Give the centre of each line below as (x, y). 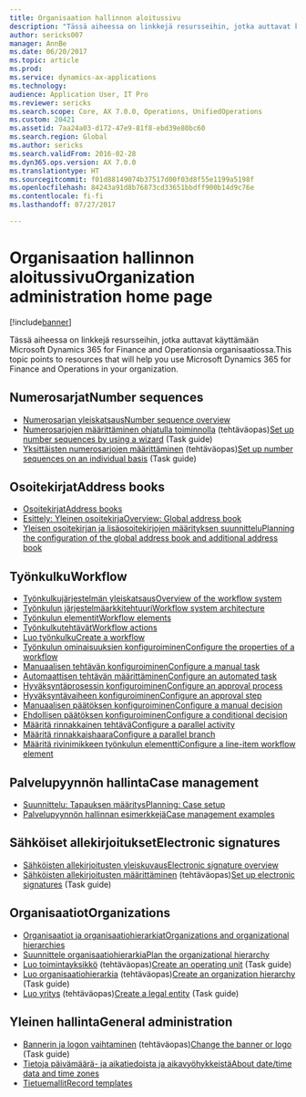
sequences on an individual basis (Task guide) (110, 459)
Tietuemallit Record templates (77, 1082)
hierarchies (44, 944)
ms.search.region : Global (58, 137)
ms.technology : (38, 86)
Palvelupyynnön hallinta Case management (134, 782)
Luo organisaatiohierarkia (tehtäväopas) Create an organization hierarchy (159, 974)
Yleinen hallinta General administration (121, 1023)
